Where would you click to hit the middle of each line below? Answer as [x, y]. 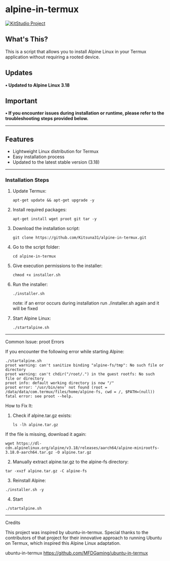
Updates [19, 73]
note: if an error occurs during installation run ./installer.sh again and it [86, 303]
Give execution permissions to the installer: [57, 266]
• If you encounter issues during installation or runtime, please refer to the [85, 113]
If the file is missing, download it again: [46, 434]
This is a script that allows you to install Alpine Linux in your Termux [76, 51]
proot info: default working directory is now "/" [60, 383]
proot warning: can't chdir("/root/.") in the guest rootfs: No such [80, 374]
